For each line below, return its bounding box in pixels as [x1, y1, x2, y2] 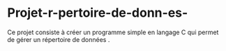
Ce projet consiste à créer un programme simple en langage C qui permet [7, 28, 219, 36]
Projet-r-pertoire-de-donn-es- [7, 5, 188, 21]
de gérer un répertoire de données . [7, 35, 110, 43]
